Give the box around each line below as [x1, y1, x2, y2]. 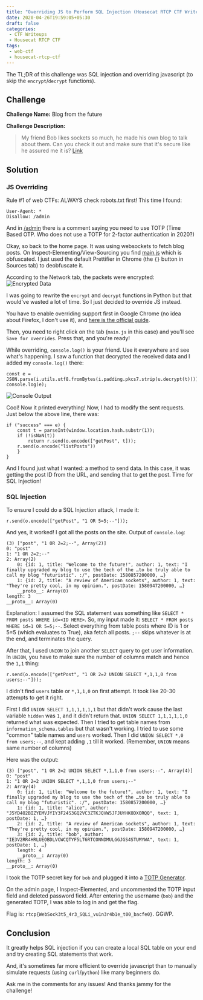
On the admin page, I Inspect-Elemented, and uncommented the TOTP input [6, 886, 196, 893]
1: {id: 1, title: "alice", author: [17, 805, 110, 811]
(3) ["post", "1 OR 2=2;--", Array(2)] [6, 540, 107, 546]
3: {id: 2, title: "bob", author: [17, 831, 104, 837]
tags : [6, 43, 20, 49]
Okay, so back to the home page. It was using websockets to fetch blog [6, 243, 184, 250]
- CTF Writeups [8, 32, 47, 38]
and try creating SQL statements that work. [6, 950, 114, 958]
